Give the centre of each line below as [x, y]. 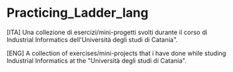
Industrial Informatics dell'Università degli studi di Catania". [92, 39]
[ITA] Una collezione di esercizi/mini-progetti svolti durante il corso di [107, 32]
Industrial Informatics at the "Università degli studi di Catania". [97, 60]
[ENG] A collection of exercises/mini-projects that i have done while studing [116, 53]
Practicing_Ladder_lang [77, 13]
